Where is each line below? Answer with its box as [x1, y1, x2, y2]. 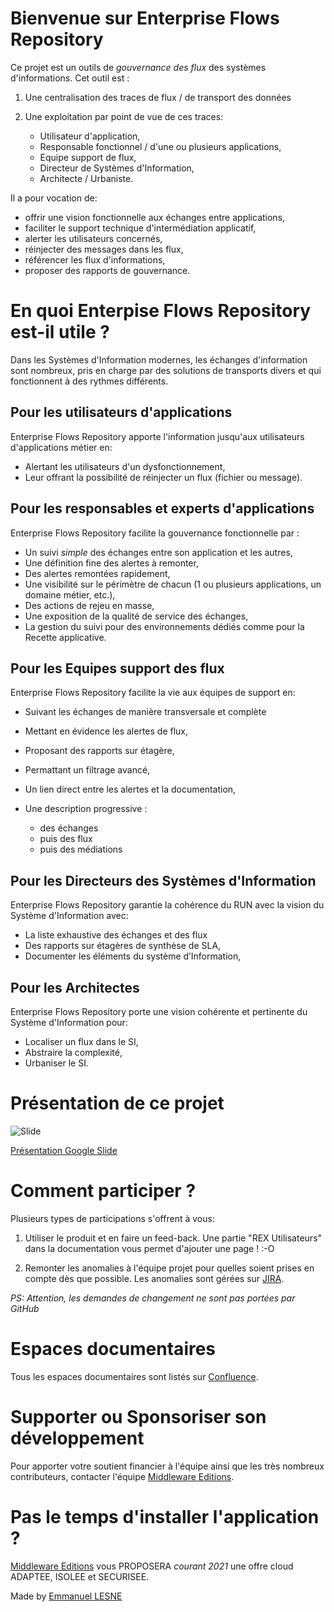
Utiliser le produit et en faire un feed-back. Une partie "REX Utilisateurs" [24, 1232, 323, 1244]
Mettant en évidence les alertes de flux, [24, 725, 189, 737]
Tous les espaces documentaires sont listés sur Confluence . [10, 1370, 259, 1382]
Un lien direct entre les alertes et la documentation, [24, 783, 237, 796]
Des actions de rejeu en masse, [24, 599, 155, 611]
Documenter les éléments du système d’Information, [24, 950, 242, 962]
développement [10, 1427, 145, 1449]
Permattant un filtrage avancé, [24, 764, 151, 776]
